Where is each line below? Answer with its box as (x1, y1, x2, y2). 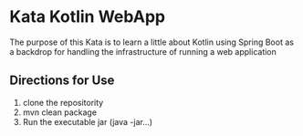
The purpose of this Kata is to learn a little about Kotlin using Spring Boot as (9, 37, 295, 47)
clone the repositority (22, 97, 104, 108)
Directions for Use (9, 73, 115, 89)
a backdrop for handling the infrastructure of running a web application (9, 46, 277, 57)
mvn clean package (22, 107, 98, 118)
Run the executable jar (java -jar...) (22, 116, 153, 127)
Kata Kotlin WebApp (9, 6, 166, 27)
